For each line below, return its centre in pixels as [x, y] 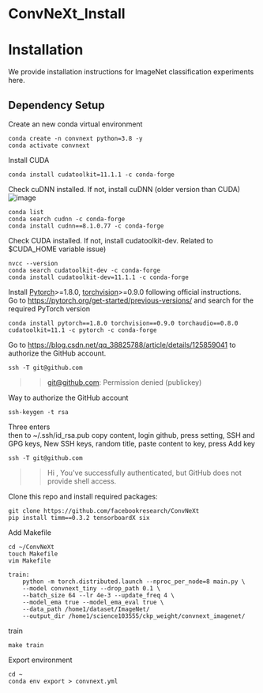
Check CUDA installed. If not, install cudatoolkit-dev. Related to [111, 240]
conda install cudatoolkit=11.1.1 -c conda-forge [92, 175]
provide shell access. [82, 481]
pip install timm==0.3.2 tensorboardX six [79, 518]
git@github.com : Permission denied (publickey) [124, 382]
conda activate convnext [49, 145]
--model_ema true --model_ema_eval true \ [93, 602]
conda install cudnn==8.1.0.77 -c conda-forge [86, 226]
